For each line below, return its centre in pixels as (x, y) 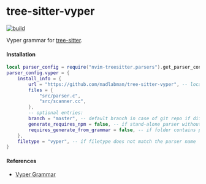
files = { (41, 90)
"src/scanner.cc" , (63, 102)
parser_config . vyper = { (38, 73)
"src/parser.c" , (60, 96)
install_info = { (40, 79)
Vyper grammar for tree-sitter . (44, 40)
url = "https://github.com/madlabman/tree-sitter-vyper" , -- (108, 84)
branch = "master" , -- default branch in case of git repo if (109, 119)
